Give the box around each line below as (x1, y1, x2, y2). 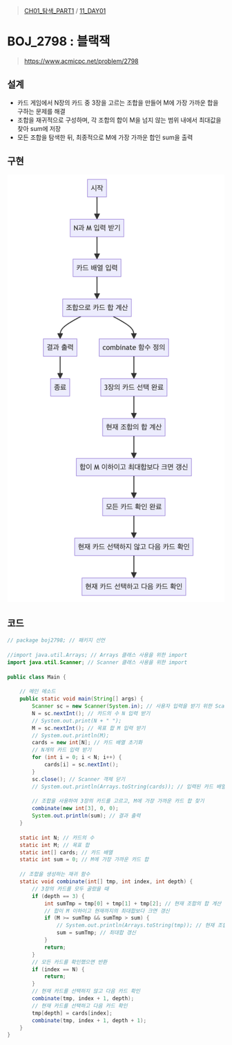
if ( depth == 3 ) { (32, 893, 85, 899)
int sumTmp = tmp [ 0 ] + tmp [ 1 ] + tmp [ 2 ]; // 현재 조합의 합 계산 (43, 900, 222, 907)
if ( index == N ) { (32, 966, 85, 973)
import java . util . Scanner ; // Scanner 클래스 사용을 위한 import (7, 658, 188, 666)
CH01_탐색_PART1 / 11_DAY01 (23, 7, 106, 15)
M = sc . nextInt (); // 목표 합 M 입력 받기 (32, 724, 146, 732)
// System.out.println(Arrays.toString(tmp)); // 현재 (56, 922, 215, 929)
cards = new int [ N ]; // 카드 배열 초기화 (32, 739, 143, 746)
